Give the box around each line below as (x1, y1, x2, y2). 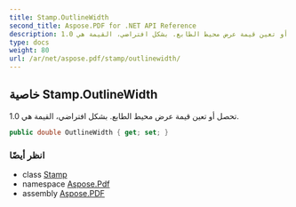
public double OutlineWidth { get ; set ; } (9, 128, 169, 137)
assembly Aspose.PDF (21, 187, 105, 198)
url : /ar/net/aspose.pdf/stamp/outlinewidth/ (9, 54, 180, 63)
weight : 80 (9, 46, 50, 55)
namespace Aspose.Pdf (21, 179, 110, 189)
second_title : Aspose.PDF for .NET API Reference (9, 21, 197, 30)
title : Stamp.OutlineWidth (9, 12, 109, 22)
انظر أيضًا (9, 148, 45, 161)
